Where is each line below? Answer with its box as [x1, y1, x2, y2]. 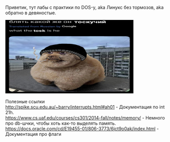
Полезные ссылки [5, 99, 45, 104]
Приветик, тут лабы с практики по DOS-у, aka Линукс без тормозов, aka [5, 5, 164, 10]
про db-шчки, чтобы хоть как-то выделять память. [5, 120, 116, 126]
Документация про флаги [5, 131, 61, 137]
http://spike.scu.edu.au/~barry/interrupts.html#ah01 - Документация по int [5, 104, 165, 110]
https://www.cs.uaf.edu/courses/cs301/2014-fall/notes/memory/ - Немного [5, 115, 165, 121]
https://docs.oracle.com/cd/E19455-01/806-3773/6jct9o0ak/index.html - [5, 126, 159, 132]
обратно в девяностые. [5, 10, 56, 16]
